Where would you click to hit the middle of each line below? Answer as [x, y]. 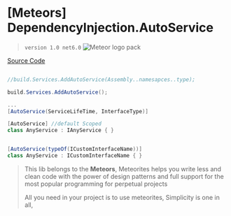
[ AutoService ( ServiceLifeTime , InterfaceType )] [78, 111]
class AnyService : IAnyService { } [61, 131]
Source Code [26, 60]
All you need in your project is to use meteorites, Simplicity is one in [122, 197]
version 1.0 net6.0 [53, 48]
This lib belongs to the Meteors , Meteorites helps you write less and [123, 168]
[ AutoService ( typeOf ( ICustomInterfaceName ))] [75, 149]
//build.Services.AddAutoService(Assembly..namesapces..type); [101, 79]
